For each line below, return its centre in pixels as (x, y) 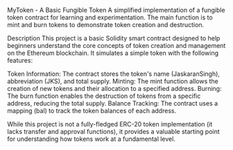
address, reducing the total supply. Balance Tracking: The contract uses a (113, 103)
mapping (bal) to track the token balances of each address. (92, 111)
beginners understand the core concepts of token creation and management (116, 45)
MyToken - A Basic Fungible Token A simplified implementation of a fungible (116, 10)
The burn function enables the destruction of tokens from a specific (104, 96)
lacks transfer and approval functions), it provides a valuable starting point (113, 132)
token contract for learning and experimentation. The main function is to (110, 17)
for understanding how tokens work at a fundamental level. (91, 139)
